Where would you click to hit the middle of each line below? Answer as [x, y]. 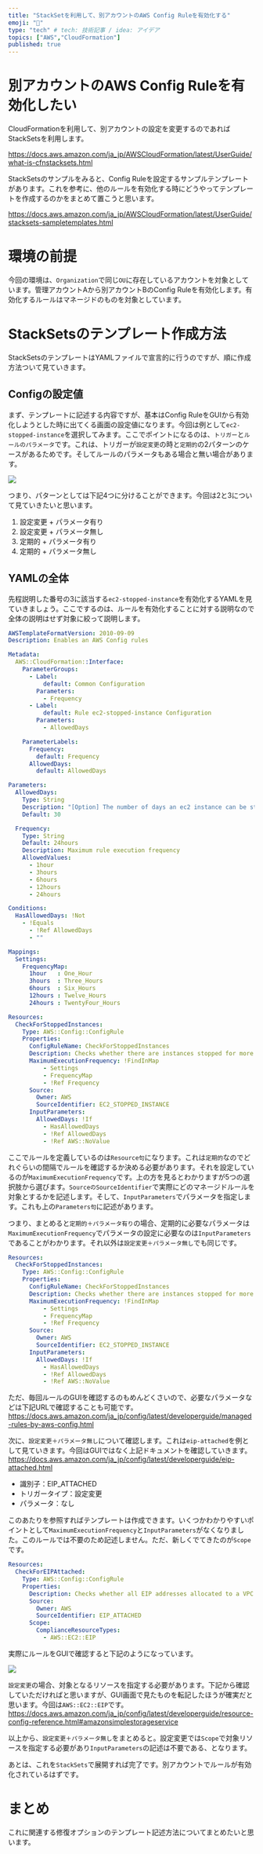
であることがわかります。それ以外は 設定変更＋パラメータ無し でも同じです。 [124, 1242]
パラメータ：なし [47, 1504]
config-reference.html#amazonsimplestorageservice [93, 1721]
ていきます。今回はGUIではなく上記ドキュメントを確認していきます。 [140, 1450]
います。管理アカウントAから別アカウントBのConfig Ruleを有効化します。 [127, 290]
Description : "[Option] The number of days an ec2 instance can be [134, 807]
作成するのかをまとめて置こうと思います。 [90, 199]
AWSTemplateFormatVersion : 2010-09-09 [71, 633]
